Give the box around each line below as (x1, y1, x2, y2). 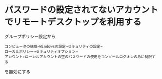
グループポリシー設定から (4, 33, 56, 39)
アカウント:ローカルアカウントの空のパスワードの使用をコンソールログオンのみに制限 (4, 54, 152, 59)
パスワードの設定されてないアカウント (4, 4, 159, 16)
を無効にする (4, 68, 31, 74)
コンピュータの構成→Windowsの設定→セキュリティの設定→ (4, 44, 103, 49)
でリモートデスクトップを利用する (4, 16, 142, 28)
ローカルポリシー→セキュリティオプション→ (4, 49, 78, 54)
